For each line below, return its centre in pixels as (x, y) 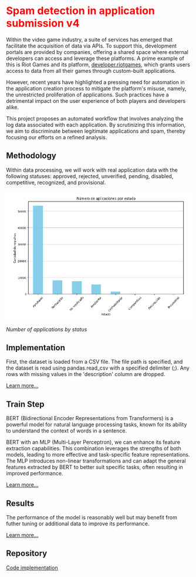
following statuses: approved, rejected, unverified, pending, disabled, (90, 176)
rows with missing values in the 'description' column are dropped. (86, 374)
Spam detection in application (81, 11)
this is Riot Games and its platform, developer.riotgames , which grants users (98, 64)
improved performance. (35, 474)
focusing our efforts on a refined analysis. (57, 137)
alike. (13, 107)
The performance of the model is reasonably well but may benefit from (92, 518)
